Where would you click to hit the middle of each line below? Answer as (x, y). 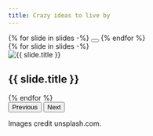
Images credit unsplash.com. (55, 123)
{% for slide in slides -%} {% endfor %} (77, 38)
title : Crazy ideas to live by (59, 15)
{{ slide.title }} (44, 79)
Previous (25, 107)
